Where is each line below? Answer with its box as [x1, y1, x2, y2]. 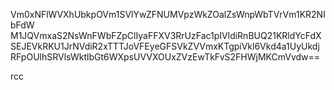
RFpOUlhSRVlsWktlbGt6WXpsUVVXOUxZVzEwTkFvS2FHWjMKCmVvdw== [10, 51, 321, 63]
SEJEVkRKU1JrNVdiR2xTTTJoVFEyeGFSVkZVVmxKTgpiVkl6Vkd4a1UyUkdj [10, 40, 320, 52]
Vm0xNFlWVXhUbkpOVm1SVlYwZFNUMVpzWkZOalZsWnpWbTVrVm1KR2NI [10, 9, 326, 20]
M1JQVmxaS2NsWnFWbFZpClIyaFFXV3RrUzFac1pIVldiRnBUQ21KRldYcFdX [10, 30, 322, 41]
